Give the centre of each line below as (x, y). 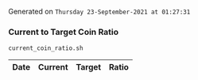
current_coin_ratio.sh (46, 48)
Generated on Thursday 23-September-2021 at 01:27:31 (99, 11)
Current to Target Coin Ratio (64, 32)
